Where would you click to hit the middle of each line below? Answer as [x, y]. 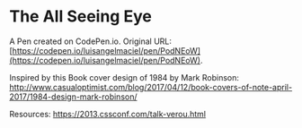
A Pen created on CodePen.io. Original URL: [91, 41]
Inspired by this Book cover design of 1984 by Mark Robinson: [124, 77]
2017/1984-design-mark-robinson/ [73, 97]
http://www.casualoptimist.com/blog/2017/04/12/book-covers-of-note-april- [151, 87]
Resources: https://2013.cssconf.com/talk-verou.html [108, 114]
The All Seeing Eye [81, 17]
